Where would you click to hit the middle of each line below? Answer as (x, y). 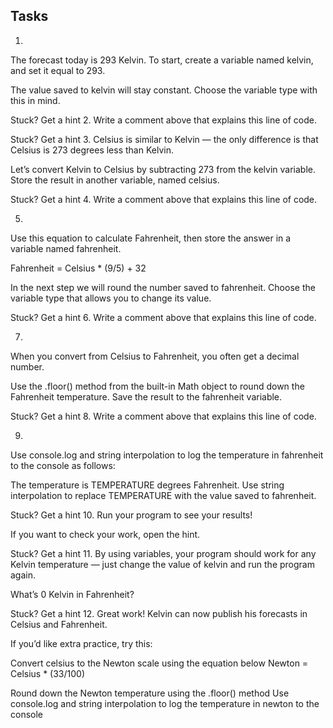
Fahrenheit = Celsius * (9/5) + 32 (78, 268)
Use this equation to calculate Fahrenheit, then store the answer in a (151, 238)
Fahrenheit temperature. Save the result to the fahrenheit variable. (146, 396)
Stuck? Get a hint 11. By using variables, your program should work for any (163, 553)
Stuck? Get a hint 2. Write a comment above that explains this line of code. (164, 120)
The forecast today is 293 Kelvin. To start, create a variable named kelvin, (162, 60)
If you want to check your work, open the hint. (105, 534)
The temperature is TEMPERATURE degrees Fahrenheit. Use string (147, 485)
